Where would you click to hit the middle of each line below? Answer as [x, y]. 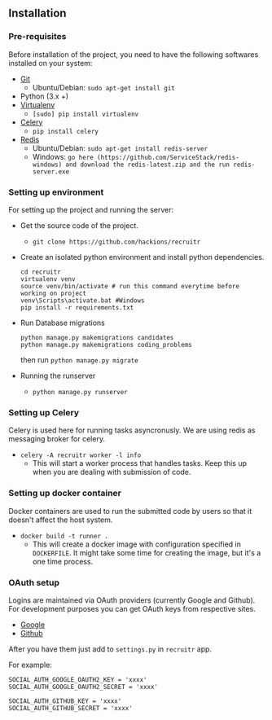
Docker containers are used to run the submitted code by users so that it [130, 511]
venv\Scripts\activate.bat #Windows [82, 301]
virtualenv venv [48, 279]
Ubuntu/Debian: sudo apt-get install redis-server [120, 148]
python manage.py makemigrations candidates [97, 337]
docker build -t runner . [64, 536]
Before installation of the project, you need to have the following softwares [134, 54]
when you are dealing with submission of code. [112, 472]
